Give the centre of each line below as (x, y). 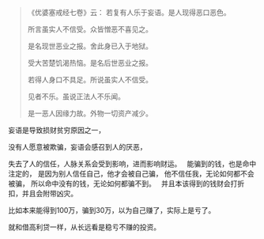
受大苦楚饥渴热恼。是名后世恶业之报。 (90, 63)
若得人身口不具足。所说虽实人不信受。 (90, 80)
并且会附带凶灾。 (49, 193)
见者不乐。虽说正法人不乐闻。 (76, 97)
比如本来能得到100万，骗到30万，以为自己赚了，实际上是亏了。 (112, 210)
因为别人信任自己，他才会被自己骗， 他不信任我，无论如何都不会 (149, 174)
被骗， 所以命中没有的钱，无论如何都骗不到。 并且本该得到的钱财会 (119, 184)
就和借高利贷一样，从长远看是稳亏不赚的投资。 (84, 227)
